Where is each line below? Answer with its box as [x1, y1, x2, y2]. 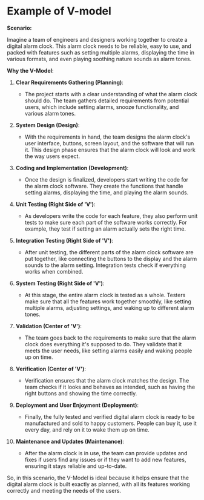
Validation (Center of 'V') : [15, 322, 82, 329]
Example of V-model [7, 4, 111, 18]
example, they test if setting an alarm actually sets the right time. [24, 225, 186, 232]
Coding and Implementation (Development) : [15, 164, 129, 171]
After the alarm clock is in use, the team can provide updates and [24, 449, 188, 456]
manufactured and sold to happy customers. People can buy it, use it [24, 419, 197, 427]
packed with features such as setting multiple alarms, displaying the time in [7, 48, 194, 56]
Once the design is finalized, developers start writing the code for [24, 176, 189, 183]
